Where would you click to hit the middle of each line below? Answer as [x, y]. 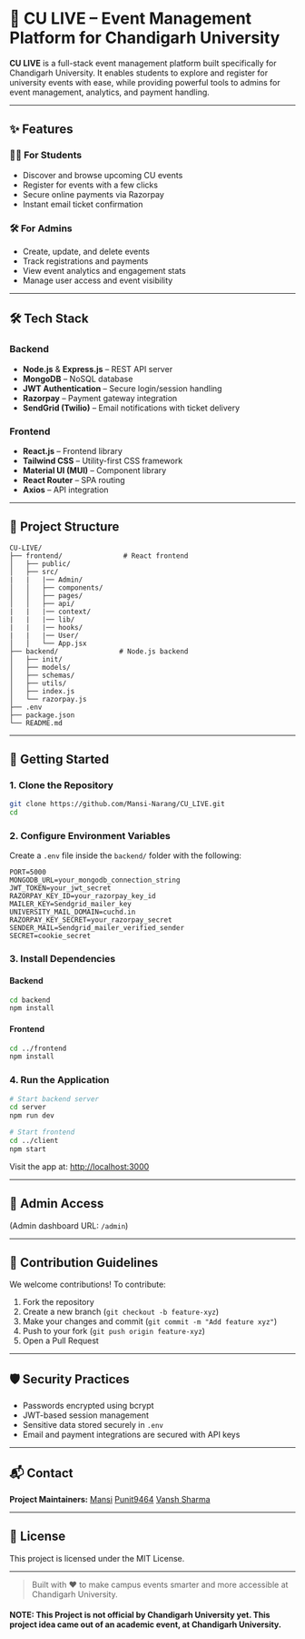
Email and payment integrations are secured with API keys [131, 1435]
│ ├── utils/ [38, 683]
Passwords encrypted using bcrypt [88, 1406]
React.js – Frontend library [72, 450]
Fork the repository [59, 1302]
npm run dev [32, 1116]
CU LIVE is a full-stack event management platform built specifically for [143, 63]
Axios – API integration [65, 490]
